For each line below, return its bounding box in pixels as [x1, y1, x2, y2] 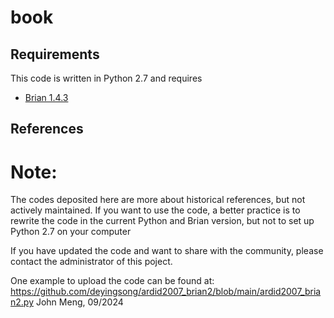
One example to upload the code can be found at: [10, 275, 215, 287]
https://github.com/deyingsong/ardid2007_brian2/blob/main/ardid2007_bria [10, 286, 322, 298]
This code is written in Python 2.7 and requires [10, 72, 203, 84]
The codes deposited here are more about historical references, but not [10, 194, 306, 206]
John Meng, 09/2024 [35, 296, 124, 308]
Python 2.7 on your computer [10, 226, 132, 238]
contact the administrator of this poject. [10, 256, 173, 268]
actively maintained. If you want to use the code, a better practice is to [10, 204, 301, 216]
